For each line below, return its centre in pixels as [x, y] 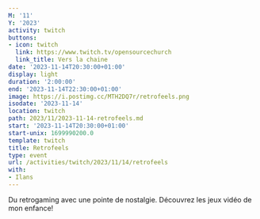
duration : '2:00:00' [42, 81]
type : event [28, 155]
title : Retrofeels [38, 148]
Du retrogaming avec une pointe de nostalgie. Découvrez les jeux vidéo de [130, 199]
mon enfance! [31, 208]
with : [17, 170]
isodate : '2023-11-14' [46, 104]
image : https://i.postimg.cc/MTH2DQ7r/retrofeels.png [99, 96]
